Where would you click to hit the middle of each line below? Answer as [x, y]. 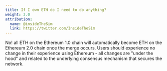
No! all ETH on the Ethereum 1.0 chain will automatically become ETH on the [84, 42]
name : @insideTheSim [31, 24]
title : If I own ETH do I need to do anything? [56, 10]
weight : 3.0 [18, 14]
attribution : [19, 19]
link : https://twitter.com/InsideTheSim [52, 28]
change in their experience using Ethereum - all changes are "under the [79, 53]
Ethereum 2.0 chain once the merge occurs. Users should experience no [80, 48]
